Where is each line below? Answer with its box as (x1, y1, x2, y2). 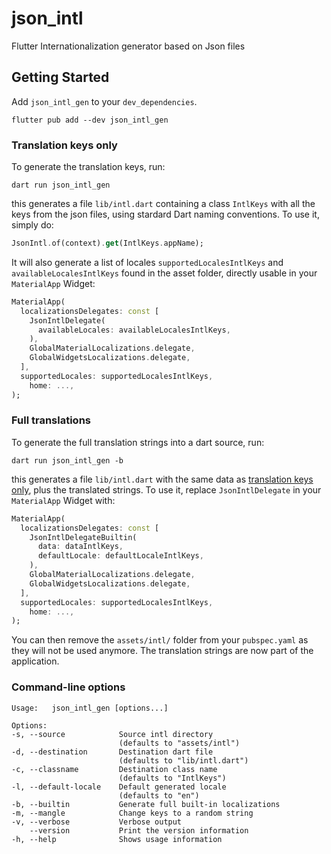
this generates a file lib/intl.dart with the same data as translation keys (11, 473, 314, 485)
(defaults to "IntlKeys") (118, 773, 227, 783)
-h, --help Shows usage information (11, 834, 223, 844)
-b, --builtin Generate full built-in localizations (11, 799, 281, 809)
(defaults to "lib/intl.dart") (118, 755, 249, 766)
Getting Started (11, 69, 110, 86)
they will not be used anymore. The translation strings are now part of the (11, 645, 314, 657)
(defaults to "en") (118, 790, 200, 801)
